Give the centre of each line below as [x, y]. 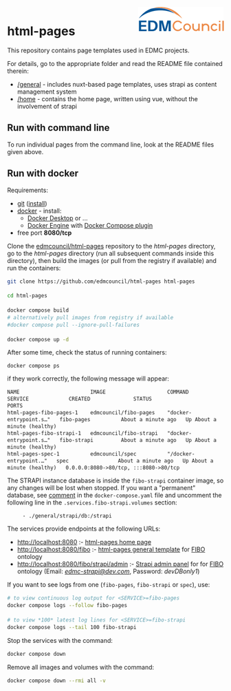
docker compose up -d [38, 339]
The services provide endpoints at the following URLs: [84, 529]
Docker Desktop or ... [57, 218]
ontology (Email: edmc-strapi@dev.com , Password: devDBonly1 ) [108, 571]
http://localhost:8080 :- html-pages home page [84, 542]
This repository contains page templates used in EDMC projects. [98, 50]
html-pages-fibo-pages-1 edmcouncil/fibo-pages [81, 413]
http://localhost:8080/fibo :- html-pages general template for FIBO [111, 549]
